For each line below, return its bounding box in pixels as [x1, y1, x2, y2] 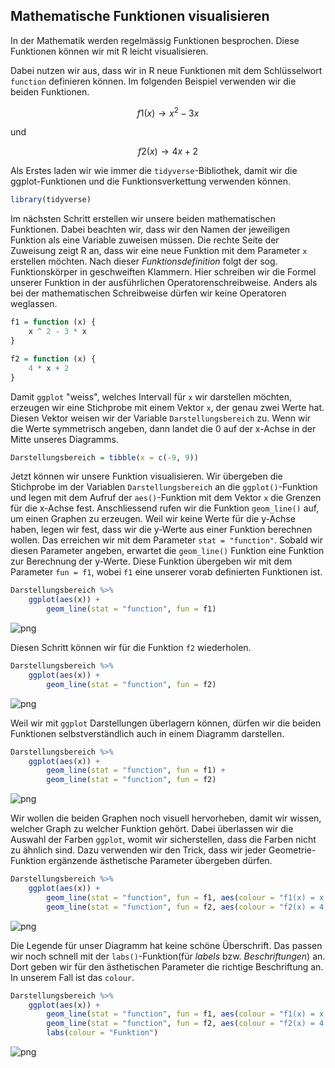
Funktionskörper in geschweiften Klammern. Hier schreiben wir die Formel [10, 266, 317, 278]
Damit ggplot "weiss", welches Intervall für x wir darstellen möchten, [10, 390, 293, 403]
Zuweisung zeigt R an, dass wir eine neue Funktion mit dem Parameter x [10, 245, 308, 257]
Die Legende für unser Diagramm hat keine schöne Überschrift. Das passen [10, 939, 323, 951]
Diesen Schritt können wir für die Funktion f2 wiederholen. [10, 642, 252, 654]
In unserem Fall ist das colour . [10, 971, 135, 983]
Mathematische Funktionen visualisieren [10, 8, 270, 25]
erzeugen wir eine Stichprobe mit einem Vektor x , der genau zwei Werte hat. [10, 401, 325, 413]
